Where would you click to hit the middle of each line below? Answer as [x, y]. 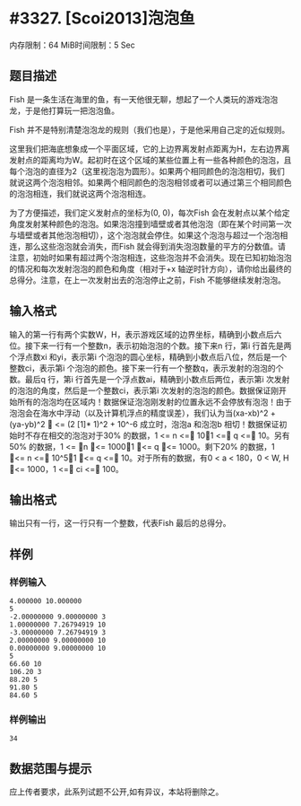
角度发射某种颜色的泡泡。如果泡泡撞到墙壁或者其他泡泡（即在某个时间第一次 [150, 223]
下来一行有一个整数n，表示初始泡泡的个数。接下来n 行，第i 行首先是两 [162, 346]
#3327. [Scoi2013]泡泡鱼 [102, 18]
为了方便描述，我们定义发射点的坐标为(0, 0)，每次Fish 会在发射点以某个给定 [150, 213]
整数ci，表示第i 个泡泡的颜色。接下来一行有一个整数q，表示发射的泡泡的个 [146, 368]
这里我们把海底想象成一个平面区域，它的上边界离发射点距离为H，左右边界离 [150, 148]
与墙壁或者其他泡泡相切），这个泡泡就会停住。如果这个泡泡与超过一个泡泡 [145, 235]
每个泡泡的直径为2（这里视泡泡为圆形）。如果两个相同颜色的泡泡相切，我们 [147, 171]
